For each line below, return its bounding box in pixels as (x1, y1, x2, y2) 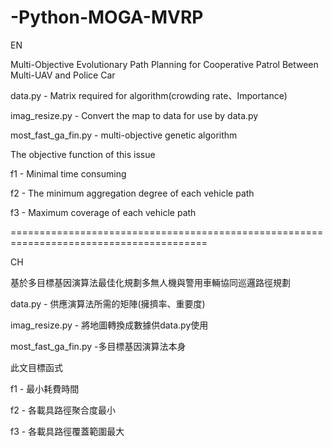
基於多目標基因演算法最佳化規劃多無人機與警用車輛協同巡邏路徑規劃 (10, 276, 291, 288)
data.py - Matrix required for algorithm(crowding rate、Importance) (10, 89, 288, 101)
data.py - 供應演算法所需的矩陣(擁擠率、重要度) (10, 297, 206, 310)
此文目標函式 (10, 361, 63, 373)
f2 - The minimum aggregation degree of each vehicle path (10, 187, 255, 199)
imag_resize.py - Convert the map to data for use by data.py (10, 109, 259, 121)
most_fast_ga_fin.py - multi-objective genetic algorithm (10, 129, 238, 141)
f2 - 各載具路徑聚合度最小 (10, 404, 117, 416)
